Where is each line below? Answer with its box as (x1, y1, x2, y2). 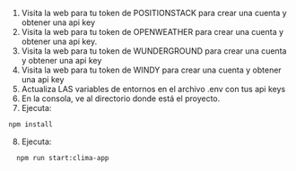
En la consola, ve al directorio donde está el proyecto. (21, 93, 221, 104)
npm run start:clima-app (16, 153, 109, 162)
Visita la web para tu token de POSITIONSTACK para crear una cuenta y (21, 8, 288, 18)
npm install (8, 120, 53, 129)
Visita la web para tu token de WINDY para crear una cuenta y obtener (21, 64, 282, 75)
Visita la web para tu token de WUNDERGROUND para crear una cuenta (21, 46, 287, 56)
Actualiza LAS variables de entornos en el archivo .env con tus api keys (21, 84, 286, 94)
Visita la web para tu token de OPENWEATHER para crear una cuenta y (21, 27, 284, 37)
